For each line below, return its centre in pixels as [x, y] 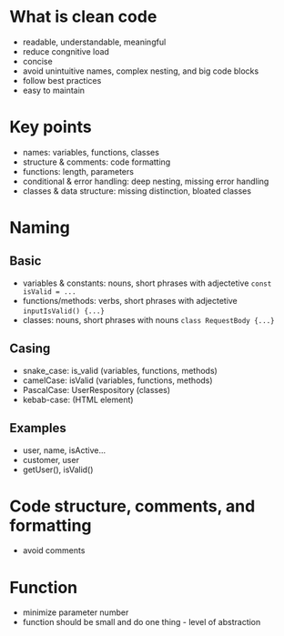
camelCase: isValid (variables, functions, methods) [117, 380]
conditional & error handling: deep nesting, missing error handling [146, 181]
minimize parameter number [76, 612]
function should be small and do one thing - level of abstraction [142, 622]
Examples [38, 428]
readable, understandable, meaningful [94, 42]
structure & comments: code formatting [96, 162]
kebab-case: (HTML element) [78, 399]
